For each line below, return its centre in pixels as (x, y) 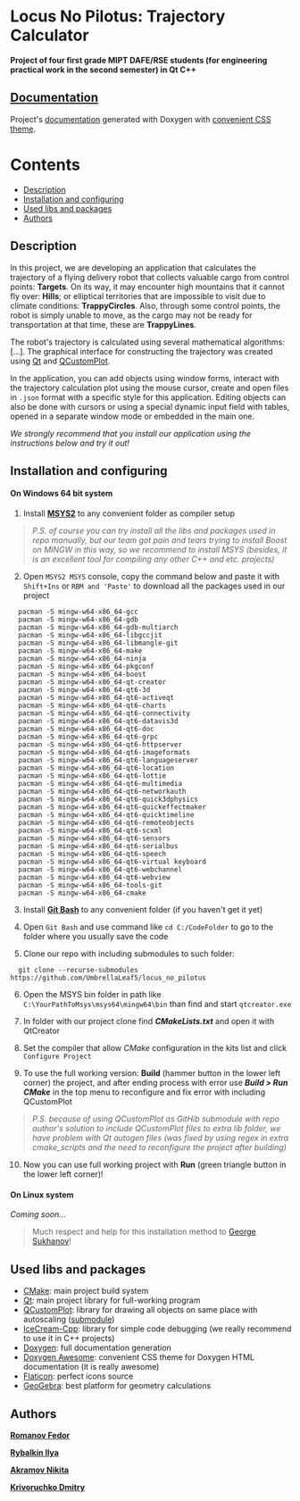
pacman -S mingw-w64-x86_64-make (80, 651)
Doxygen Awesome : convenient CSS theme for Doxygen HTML (139, 1357)
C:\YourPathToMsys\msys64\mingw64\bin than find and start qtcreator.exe (157, 1004)
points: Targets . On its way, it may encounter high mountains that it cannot (147, 287)
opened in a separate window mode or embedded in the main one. (133, 416)
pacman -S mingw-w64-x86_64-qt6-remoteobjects (106, 823)
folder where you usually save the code (96, 937)
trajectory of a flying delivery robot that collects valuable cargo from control (150, 277)
